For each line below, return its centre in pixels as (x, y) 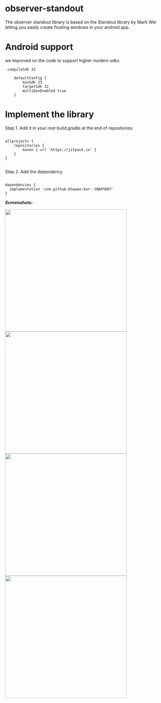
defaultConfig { (30, 78)
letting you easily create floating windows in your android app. (67, 27)
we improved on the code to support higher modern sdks (62, 60)
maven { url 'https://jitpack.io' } (60, 149)
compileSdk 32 (21, 69)
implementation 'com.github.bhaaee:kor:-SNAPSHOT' (62, 189)
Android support (39, 47)
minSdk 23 (32, 82)
